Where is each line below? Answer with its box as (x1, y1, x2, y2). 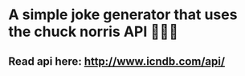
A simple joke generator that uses (8, 6, 238, 24)
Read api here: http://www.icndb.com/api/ (8, 54, 226, 68)
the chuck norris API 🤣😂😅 (8, 22, 179, 41)
